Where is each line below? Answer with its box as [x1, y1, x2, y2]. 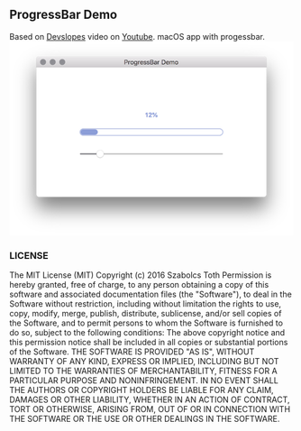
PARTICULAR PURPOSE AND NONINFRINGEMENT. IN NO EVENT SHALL [9, 375, 279, 386]
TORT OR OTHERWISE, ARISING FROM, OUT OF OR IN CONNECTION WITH [9, 404, 291, 415]
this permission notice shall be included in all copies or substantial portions [9, 337, 288, 348]
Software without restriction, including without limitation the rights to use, [9, 298, 282, 309]
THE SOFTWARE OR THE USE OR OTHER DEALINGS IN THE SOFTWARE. [9, 414, 280, 425]
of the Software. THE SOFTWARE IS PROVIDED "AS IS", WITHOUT [9, 346, 255, 357]
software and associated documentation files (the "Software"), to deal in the [9, 289, 293, 300]
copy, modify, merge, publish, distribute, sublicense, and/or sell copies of [9, 308, 282, 319]
